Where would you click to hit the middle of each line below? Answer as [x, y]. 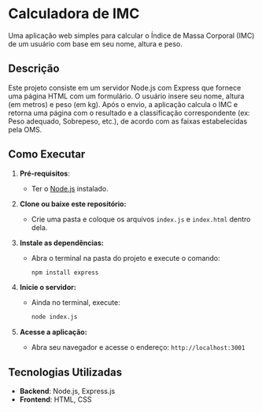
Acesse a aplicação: [54, 332]
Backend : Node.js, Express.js [67, 392]
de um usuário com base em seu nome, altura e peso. [95, 43]
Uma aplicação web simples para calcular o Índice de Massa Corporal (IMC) [131, 35]
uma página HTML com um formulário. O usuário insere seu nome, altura [126, 96]
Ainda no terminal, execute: [76, 303]
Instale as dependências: [61, 243]
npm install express [65, 273]
